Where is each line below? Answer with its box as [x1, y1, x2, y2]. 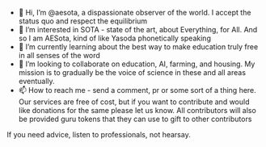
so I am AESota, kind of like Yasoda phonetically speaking [18, 33, 211, 43]
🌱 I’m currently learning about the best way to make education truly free [18, 42, 259, 52]
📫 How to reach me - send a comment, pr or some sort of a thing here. [18, 86, 257, 94]
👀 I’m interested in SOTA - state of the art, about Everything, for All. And [18, 25, 258, 34]
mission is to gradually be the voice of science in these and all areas [18, 68, 247, 77]
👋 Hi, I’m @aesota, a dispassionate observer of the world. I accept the [18, 8, 251, 17]
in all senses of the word [18, 51, 101, 60]
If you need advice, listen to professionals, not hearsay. [6, 130, 191, 139]
